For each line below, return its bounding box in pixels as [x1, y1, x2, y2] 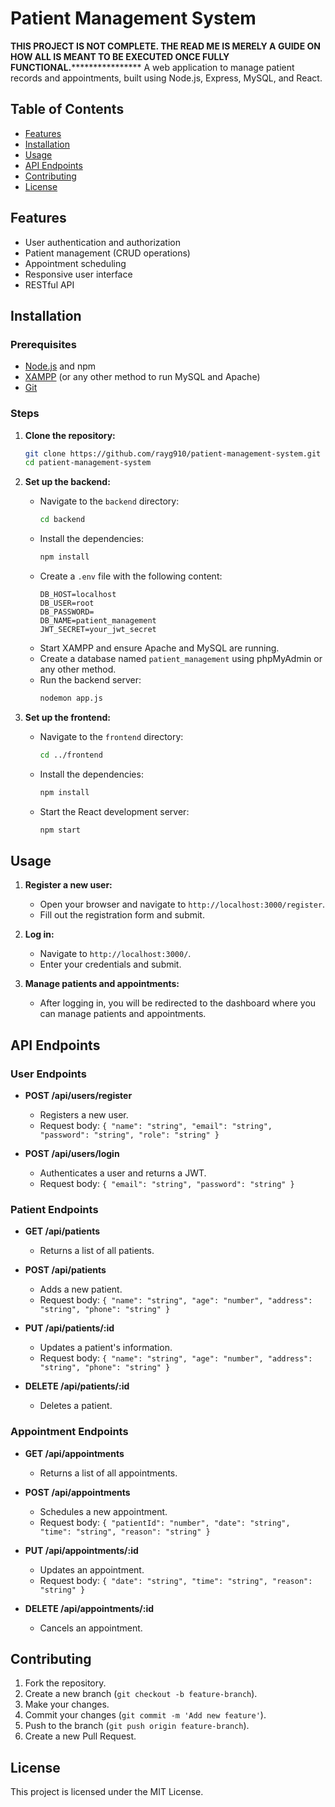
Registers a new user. [39, 1109, 129, 1121]
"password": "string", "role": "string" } [39, 1130, 220, 1141]
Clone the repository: [24, 429, 116, 441]
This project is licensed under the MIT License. [10, 1786, 204, 1798]
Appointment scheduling [24, 257, 127, 269]
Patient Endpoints [10, 1202, 99, 1216]
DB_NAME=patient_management [39, 616, 157, 626]
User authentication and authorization [24, 236, 182, 248]
